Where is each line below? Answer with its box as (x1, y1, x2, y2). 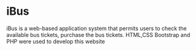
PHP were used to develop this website (6, 37, 105, 45)
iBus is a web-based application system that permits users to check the (6, 25, 187, 32)
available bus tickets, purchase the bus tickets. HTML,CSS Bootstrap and (6, 31, 190, 38)
